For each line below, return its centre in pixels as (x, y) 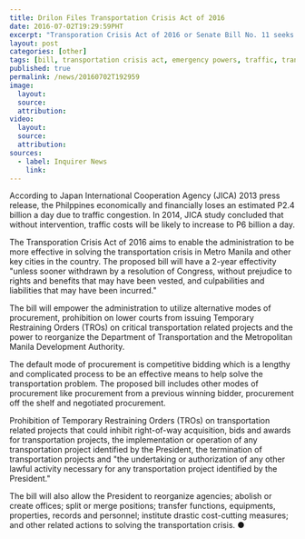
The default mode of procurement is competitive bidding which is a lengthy (150, 364)
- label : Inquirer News (62, 161)
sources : (26, 153)
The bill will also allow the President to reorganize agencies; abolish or (141, 496)
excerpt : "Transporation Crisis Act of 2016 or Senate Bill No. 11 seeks (152, 35)
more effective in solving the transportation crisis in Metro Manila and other (150, 252)
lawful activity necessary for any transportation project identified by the (143, 469)
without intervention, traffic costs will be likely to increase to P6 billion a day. (152, 225)
